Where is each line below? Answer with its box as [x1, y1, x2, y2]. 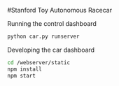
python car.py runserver [7, 33, 80, 40]
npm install [7, 66, 42, 73]
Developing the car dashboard [7, 45, 95, 54]
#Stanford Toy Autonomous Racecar [7, 6, 113, 14]
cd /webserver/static [7, 59, 71, 66]
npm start [7, 72, 36, 79]
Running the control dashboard [7, 20, 97, 27]
